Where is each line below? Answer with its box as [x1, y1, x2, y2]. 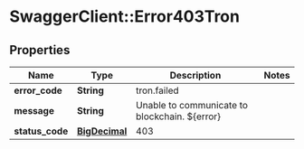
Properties [9, 42, 71, 58]
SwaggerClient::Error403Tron [9, 6, 240, 27]
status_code [14, 125, 69, 137]
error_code [14, 84, 63, 97]
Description [169, 70, 222, 81]
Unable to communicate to [135, 99, 249, 111]
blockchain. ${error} [135, 110, 222, 123]
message [14, 105, 54, 116]
